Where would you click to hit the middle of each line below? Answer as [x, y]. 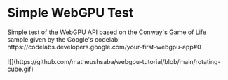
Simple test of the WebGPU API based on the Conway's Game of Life [107, 32]
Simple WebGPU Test [71, 13]
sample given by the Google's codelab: [64, 39]
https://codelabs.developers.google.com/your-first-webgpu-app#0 [104, 47]
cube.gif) [20, 69]
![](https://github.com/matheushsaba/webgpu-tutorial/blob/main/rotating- [114, 61]
